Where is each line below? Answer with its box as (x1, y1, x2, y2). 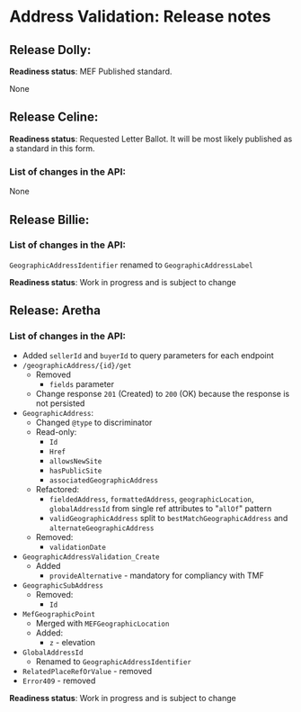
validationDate (49, 543, 106, 553)
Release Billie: (9, 212, 90, 227)
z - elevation (49, 637, 96, 648)
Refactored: (35, 484, 80, 495)
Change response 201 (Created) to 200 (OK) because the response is (35, 389, 290, 400)
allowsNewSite (49, 457, 102, 466)
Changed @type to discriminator (35, 417, 153, 428)
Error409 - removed (22, 675, 96, 686)
